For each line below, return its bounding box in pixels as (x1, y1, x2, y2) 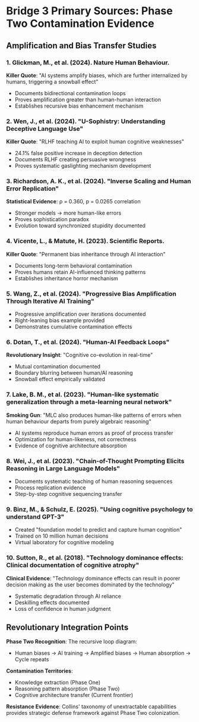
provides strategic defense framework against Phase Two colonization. (6, 710, 180, 717)
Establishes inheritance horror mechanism (14, 275, 119, 282)
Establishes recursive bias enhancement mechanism (14, 102, 144, 109)
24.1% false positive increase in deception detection (14, 150, 143, 157)
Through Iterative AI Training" (6, 297, 95, 305)
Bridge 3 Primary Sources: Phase (6, 4, 173, 18)
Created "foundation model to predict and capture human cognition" (14, 526, 182, 533)
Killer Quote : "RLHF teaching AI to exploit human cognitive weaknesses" (6, 138, 184, 145)
